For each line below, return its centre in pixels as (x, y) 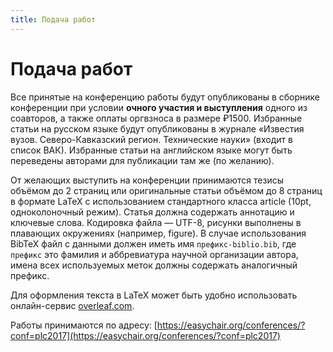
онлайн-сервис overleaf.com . (72, 305)
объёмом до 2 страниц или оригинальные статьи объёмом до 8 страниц (166, 190)
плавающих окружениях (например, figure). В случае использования (158, 233)
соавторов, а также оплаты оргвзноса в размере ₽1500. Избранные (156, 118)
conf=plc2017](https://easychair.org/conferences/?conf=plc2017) (145, 335)
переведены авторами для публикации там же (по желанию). (142, 160)
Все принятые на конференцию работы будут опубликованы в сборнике (165, 97)
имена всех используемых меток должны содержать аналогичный (154, 265)
